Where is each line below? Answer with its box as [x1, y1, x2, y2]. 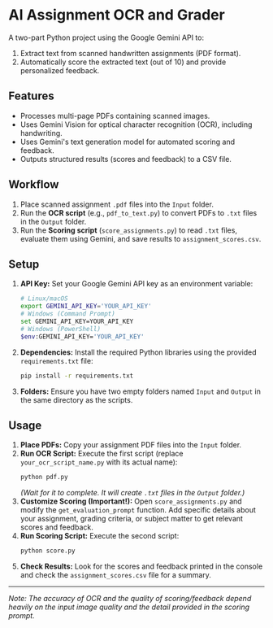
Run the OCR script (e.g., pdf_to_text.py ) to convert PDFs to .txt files [19, 207, 258, 217]
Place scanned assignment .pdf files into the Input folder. [19, 199, 214, 209]
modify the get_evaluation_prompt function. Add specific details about [19, 505, 256, 515]
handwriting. [19, 128, 63, 137]
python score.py [19, 547, 76, 555]
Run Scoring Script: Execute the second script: [19, 531, 180, 541]
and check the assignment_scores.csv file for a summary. [19, 570, 211, 580]
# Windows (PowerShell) [19, 325, 102, 333]
